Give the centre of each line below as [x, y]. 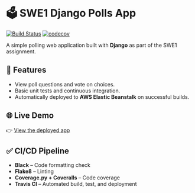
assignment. [21, 51]
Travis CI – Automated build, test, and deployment [76, 184]
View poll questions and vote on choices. [65, 84]
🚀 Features [26, 70]
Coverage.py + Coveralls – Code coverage [67, 178]
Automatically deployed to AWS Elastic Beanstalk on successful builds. [102, 96]
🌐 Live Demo [30, 116]
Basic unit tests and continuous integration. [67, 91]
